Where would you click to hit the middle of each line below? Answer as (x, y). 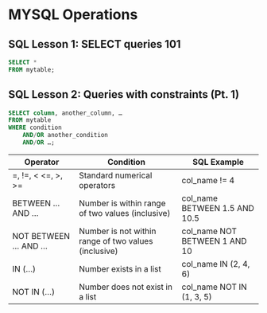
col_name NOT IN (215, 287)
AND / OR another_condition (66, 135)
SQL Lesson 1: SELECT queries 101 (95, 44)
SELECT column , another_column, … (66, 113)
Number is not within (118, 231)
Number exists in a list (120, 268)
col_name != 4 (208, 180)
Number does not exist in (126, 287)
